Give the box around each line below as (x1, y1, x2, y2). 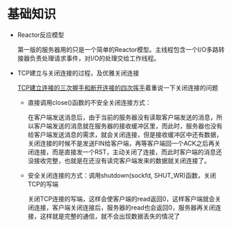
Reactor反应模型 (17, 31, 65, 39)
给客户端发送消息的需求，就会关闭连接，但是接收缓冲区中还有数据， (27, 130, 223, 139)
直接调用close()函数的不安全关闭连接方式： (27, 98, 151, 106)
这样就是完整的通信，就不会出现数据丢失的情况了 (40, 212, 181, 220)
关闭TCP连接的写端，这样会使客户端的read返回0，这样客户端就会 (27, 194, 215, 203)
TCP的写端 (27, 180, 59, 188)
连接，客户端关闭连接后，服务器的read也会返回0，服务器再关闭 (33, 203, 215, 212)
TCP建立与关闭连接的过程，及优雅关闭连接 (17, 69, 140, 77)
